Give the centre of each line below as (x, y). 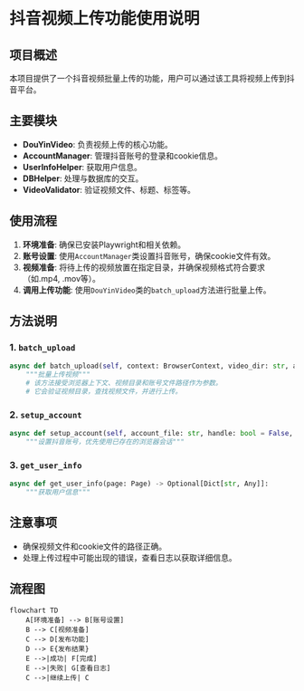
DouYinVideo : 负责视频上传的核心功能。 (98, 144)
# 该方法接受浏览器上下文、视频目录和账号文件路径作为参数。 (124, 383)
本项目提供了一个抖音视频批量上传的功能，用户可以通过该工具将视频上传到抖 (152, 78)
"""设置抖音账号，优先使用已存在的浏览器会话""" (105, 441)
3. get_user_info (46, 465)
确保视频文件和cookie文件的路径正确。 (95, 546)
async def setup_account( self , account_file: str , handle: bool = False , (152, 434)
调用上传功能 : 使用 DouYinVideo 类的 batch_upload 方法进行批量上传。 (147, 290)
